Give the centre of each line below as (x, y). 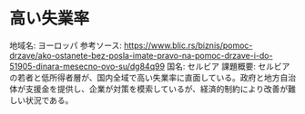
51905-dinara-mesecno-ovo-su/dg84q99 (87, 66)
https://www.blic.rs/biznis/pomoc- (188, 45)
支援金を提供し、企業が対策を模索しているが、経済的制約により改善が (157, 89)
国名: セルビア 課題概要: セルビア (229, 66)
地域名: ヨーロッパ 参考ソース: (66, 45)
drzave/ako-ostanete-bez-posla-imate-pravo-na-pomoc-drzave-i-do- (141, 55)
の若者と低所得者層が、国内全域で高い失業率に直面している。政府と (137, 77)
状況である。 (49, 100)
